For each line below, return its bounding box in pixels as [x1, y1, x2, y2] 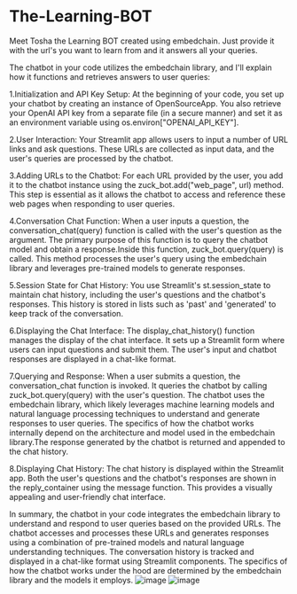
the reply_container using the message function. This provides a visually [9, 481, 273, 493]
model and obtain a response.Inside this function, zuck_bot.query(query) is [9, 244, 284, 254]
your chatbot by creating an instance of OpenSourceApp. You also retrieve [9, 98, 282, 108]
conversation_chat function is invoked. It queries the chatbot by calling [9, 379, 268, 391]
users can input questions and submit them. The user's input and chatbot [9, 344, 277, 355]
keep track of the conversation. [9, 308, 124, 318]
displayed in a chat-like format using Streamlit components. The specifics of [9, 556, 288, 567]
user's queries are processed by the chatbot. [9, 152, 174, 163]
